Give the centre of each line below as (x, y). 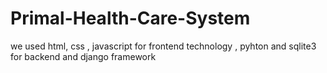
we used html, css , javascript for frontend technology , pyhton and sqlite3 (163, 46)
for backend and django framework (83, 56)
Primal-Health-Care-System (130, 18)
